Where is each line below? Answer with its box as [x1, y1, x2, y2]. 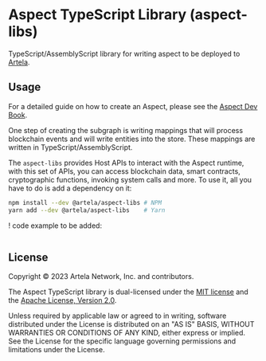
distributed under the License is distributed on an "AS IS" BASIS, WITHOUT [8, 320, 255, 329]
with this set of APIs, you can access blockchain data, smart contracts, [8, 166, 241, 176]
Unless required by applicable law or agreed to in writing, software [8, 311, 227, 320]
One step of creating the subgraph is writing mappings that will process [8, 125, 244, 135]
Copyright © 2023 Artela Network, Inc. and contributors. [8, 272, 194, 281]
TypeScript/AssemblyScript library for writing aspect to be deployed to [8, 49, 241, 58]
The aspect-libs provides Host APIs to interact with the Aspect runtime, [8, 158, 244, 167]
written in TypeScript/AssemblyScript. [8, 142, 133, 152]
